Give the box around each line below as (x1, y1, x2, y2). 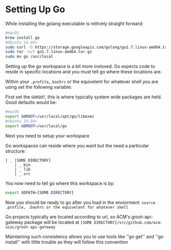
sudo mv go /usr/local (5, 54, 53, 59)
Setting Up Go (5, 4, 65, 15)
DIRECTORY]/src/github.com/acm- (94, 220, 163, 225)
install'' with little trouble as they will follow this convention (5, 239, 128, 245)
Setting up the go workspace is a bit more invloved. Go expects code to (5, 63, 155, 69)
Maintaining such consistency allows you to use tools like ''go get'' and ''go (5, 233, 164, 239)
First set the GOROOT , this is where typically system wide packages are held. (5, 94, 162, 100)
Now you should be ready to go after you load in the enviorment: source (5, 199, 156, 205)
